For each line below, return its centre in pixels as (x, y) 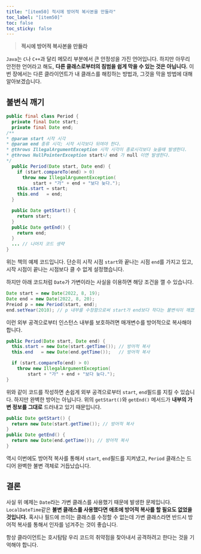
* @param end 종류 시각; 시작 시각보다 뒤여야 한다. (64, 144)
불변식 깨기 (25, 102)
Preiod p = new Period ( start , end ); (52, 304)
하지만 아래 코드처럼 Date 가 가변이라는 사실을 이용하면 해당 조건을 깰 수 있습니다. (100, 282)
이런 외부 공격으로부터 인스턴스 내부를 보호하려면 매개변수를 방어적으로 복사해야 (99, 322)
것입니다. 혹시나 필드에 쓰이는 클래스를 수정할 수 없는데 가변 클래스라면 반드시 (96, 517)
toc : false (20, 23)
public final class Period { (42, 116)
